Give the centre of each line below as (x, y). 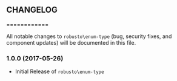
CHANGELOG (32, 10)
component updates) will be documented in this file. (71, 42)
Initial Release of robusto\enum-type (59, 71)
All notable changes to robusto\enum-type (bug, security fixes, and (89, 36)
